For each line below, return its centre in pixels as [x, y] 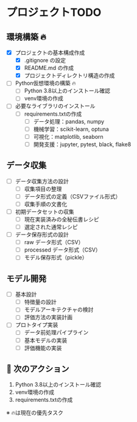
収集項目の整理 [43, 189]
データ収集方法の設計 [42, 181]
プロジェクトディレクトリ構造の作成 [69, 76]
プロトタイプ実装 [37, 325]
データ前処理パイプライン [56, 332]
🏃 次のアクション [38, 369]
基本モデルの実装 [46, 340]
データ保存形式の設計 [42, 234]
